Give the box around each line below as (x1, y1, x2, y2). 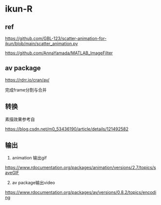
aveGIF (5, 170, 19, 175)
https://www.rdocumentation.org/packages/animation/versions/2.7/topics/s (5, 165, 156, 171)
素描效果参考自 (5, 116, 35, 122)
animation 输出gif (12, 155, 47, 161)
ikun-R (5, 3, 33, 15)
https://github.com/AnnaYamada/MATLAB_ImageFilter (5, 50, 113, 56)
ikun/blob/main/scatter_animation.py (5, 41, 79, 47)
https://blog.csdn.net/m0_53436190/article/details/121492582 (5, 126, 129, 132)
